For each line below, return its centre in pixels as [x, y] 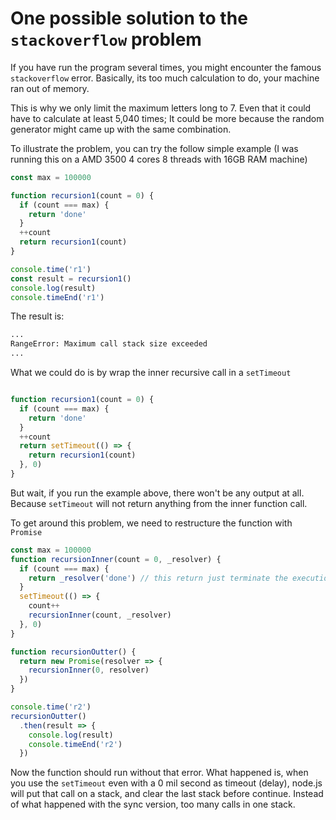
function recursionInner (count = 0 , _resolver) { [116, 559]
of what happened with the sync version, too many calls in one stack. [153, 804]
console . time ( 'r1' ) [51, 269]
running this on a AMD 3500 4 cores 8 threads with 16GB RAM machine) [159, 159]
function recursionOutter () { [73, 652]
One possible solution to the [129, 18]
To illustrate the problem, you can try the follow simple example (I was [154, 148]
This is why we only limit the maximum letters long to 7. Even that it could [161, 108]
